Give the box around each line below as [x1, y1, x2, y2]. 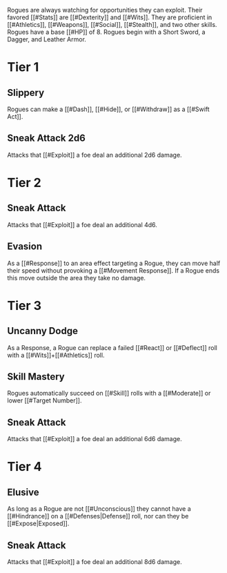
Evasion [7, 241, 43, 253]
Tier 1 [7, 59, 39, 75]
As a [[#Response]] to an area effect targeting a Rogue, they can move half [7, 259, 221, 267]
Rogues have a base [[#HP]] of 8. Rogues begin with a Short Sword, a [7, 28, 206, 36]
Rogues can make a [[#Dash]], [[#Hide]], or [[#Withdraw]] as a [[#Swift [7, 105, 210, 113]
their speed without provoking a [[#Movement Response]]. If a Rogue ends [7, 266, 219, 275]
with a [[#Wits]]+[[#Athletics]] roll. [7, 351, 105, 359]
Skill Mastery [7, 371, 66, 382]
